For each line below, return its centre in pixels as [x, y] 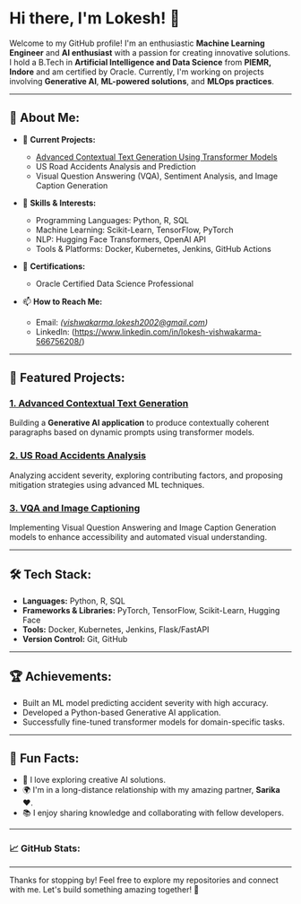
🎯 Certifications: [54, 266]
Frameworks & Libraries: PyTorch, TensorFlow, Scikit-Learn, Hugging [151, 610]
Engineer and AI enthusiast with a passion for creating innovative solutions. [150, 52]
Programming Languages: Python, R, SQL [112, 220]
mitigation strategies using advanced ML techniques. [107, 484]
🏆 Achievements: [60, 677]
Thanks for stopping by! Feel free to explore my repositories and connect [144, 880]
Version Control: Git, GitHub [75, 639]
